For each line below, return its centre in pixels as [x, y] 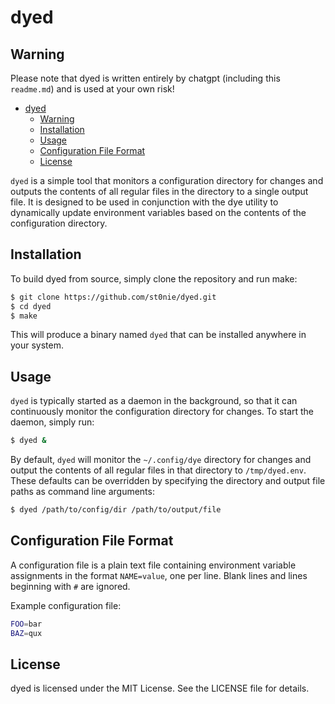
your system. [37, 345]
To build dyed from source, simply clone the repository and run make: [154, 278]
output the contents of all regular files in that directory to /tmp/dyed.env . [158, 470]
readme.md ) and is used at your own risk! [92, 89]
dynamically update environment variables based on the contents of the [158, 212]
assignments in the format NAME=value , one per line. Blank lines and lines [159, 575]
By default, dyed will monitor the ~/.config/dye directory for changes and [161, 460]
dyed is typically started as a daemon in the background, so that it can [154, 401]
